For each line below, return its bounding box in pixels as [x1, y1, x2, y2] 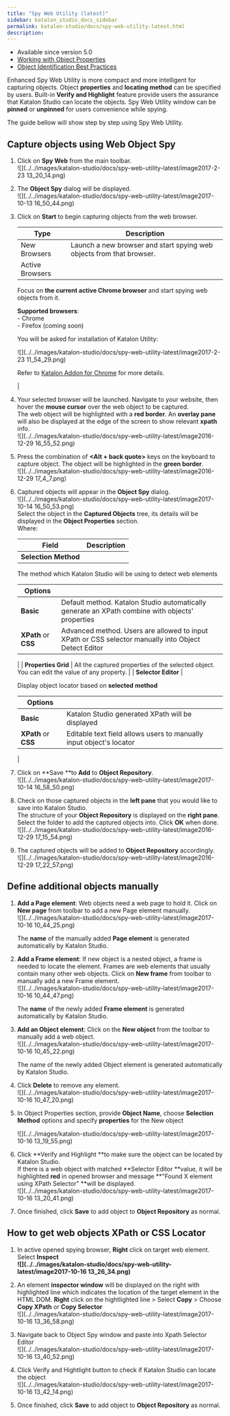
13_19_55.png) [34, 1136, 73, 1145]
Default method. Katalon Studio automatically [61, 598, 207, 607]
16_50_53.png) [34, 502, 75, 510]
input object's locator [66, 738, 135, 748]
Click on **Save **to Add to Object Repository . [16, 769, 154, 777]
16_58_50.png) [34, 783, 75, 791]
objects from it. [16, 293, 60, 302]
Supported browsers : [16, 307, 79, 315]
